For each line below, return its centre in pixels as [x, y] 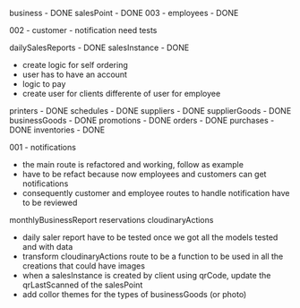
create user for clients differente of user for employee [121, 94]
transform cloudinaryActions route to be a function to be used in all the [153, 256]
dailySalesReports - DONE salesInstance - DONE [99, 47]
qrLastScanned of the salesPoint [82, 285]
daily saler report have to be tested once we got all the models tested [150, 237]
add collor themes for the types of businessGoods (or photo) [134, 294]
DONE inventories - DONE [57, 130]
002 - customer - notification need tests [83, 30]
